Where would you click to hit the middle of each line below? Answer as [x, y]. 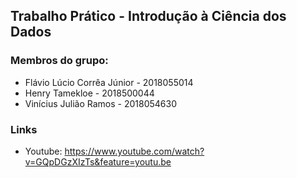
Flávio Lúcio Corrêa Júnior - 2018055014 [109, 82]
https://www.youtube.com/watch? [134, 151]
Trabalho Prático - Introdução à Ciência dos [148, 16]
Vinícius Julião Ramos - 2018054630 [100, 103]
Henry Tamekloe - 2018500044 [89, 93]
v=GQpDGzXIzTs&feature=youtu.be [98, 161]
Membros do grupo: [59, 61]
